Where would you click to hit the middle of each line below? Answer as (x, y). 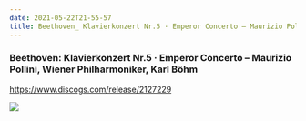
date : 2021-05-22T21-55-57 (61, 18)
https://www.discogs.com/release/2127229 (91, 89)
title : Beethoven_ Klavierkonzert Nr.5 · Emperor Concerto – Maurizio (146, 26)
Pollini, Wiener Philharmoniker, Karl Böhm (104, 69)
